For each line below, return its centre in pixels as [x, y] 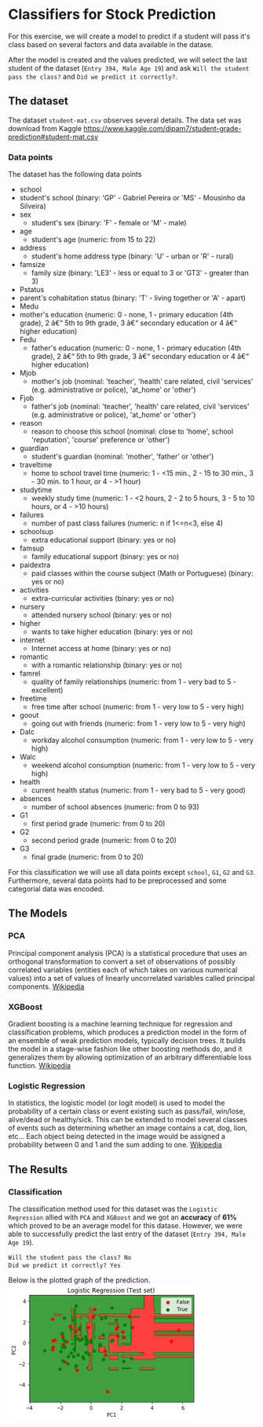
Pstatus [32, 290]
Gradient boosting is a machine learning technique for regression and [121, 1024]
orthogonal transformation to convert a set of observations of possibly [122, 961]
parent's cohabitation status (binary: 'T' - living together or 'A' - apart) [132, 298]
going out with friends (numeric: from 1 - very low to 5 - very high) [138, 723]
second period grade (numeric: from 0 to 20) [104, 840]
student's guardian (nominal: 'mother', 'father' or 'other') [122, 456]
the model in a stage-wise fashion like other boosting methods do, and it [125, 1049]
